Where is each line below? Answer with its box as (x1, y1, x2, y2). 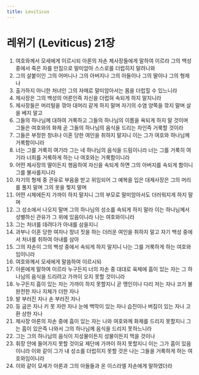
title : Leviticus (7, 8, 50, 15)
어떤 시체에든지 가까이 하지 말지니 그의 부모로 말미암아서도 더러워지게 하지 (15, 191, 187, 198)
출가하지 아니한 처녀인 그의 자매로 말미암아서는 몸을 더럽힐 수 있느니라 (15, 87, 178, 94)
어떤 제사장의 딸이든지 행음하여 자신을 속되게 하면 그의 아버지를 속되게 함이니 (15, 161, 194, 168)
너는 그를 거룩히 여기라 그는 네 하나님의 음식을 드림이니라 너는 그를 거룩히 (15, 146, 185, 154)
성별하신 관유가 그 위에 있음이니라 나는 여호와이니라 (15, 213, 135, 220)
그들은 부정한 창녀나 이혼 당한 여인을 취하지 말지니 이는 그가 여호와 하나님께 (15, 132, 190, 139)
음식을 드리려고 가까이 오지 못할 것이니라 (31, 273, 125, 280)
